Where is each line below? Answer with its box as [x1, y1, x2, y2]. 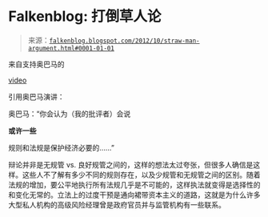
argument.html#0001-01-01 [27, 44, 114, 52]
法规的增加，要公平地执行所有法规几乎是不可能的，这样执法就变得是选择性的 [8, 179, 261, 189]
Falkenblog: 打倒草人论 [8, 7, 162, 26]
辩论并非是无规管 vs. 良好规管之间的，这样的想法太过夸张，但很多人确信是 [8, 159, 254, 169]
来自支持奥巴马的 [8, 59, 65, 69]
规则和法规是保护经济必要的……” [8, 143, 114, 152]
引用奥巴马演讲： [8, 91, 65, 101]
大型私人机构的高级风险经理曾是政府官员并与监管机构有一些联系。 [8, 199, 226, 209]
